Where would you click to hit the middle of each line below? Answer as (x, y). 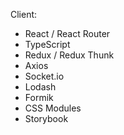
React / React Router (67, 33)
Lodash (40, 87)
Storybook (46, 118)
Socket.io (44, 76)
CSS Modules (53, 108)
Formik (39, 97)
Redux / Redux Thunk (69, 55)
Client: (24, 14)
